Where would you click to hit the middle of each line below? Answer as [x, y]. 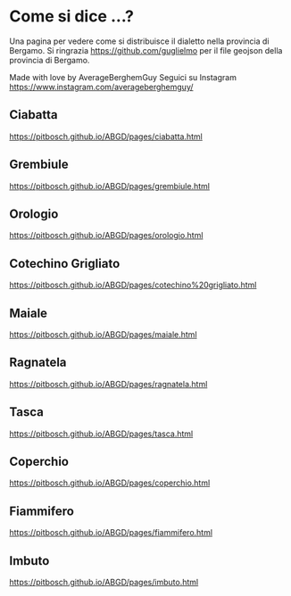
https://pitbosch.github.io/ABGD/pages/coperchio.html [110, 483]
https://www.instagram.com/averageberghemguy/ [101, 87]
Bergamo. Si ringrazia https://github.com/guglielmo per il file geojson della [146, 50]
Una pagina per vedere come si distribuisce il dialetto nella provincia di [139, 41]
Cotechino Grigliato [65, 264]
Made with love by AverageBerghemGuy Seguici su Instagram [123, 77]
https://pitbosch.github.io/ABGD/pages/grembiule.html [109, 186]
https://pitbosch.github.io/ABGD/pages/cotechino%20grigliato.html [133, 285]
